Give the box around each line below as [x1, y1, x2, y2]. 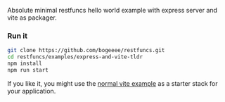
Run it [7, 31, 28, 41]
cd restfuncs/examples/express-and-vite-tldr [7, 53, 143, 60]
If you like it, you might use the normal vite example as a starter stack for [7, 79, 218, 87]
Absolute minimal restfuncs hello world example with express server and [7, 6, 218, 14]
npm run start [7, 66, 49, 73]
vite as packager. [7, 13, 58, 22]
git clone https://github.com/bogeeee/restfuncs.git [7, 47, 165, 54]
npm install [7, 60, 42, 68]
